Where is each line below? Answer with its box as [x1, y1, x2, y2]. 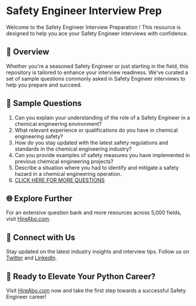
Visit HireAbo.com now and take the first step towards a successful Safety [6, 287, 187, 294]
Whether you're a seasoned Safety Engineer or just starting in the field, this [6, 62, 189, 69]
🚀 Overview [6, 47, 49, 57]
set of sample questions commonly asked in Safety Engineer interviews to [6, 75, 185, 82]
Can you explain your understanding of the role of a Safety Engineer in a [14, 114, 190, 121]
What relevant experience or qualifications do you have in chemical [14, 127, 178, 134]
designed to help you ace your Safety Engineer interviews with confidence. [6, 29, 188, 36]
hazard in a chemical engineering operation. [14, 170, 122, 177]
